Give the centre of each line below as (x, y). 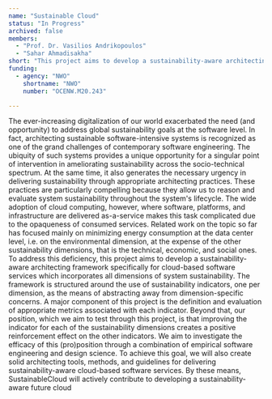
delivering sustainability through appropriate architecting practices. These (132, 181)
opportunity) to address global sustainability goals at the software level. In (132, 129)
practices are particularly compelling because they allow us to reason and (132, 190)
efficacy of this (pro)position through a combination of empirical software (131, 345)
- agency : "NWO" (43, 76)
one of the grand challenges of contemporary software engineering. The (130, 147)
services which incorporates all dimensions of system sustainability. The (130, 276)
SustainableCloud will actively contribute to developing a (103, 379)
